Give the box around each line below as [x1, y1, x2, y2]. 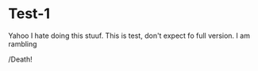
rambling [8, 39, 37, 48]
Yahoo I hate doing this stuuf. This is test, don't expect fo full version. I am [8, 31, 250, 40]
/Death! [8, 54, 33, 64]
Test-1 [8, 5, 50, 23]
